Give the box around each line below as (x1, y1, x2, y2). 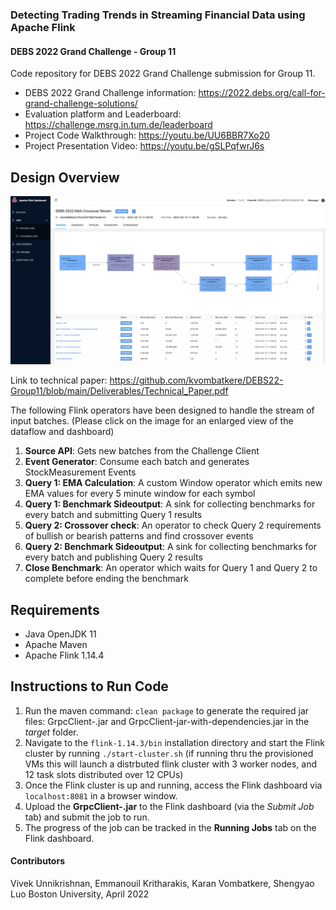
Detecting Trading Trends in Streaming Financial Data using (10, 8, 306, 22)
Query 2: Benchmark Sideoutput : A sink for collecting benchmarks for (24, 541, 318, 553)
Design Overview (10, 169, 120, 186)
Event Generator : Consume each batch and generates (24, 456, 250, 468)
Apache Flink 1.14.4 (24, 649, 105, 661)
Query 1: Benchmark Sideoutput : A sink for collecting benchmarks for (24, 498, 316, 510)
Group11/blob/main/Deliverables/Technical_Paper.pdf (10, 385, 229, 397)
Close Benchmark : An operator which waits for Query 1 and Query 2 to (24, 562, 318, 574)
